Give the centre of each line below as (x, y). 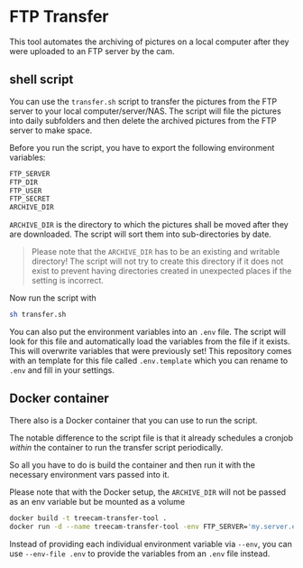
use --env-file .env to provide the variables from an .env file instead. (140, 554)
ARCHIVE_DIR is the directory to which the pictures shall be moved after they (149, 225)
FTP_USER (26, 191)
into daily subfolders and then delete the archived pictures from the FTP (143, 120)
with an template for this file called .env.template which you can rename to (149, 360)
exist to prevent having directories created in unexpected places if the (161, 271)
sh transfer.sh (38, 315)
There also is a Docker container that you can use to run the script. (133, 420)
